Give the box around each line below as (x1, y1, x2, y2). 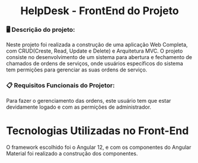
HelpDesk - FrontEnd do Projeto (20, 4, 179, 18)
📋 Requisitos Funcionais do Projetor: (6, 81, 115, 90)
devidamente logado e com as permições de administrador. (6, 103, 152, 110)
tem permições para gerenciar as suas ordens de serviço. (6, 66, 148, 73)
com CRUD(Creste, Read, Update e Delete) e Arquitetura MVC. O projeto (6, 47, 183, 54)
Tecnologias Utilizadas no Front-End (6, 124, 189, 137)
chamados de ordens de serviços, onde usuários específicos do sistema (6, 60, 184, 67)
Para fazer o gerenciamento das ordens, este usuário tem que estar (6, 97, 171, 104)
